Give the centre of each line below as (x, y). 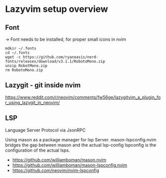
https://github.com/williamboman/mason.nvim (59, 160)
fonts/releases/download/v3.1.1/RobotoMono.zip (55, 61)
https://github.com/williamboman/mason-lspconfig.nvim (70, 165)
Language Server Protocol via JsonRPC (45, 130)
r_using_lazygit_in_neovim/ (33, 102)
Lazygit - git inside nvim (43, 85)
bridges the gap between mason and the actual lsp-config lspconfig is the (81, 145)
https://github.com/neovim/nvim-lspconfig (56, 170)
